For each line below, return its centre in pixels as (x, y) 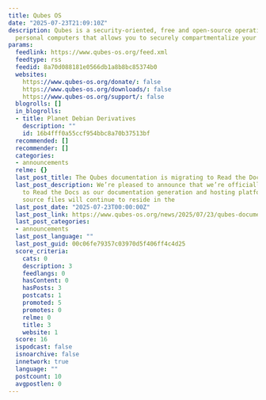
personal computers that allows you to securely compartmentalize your (136, 38)
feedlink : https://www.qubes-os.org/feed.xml (92, 52)
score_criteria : (42, 251)
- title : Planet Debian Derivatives (76, 119)
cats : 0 (35, 258)
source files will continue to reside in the (99, 200)
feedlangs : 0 (44, 273)
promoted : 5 (42, 303)
